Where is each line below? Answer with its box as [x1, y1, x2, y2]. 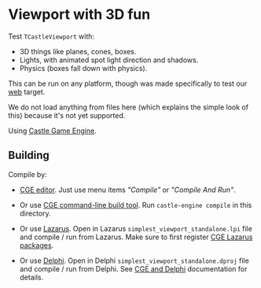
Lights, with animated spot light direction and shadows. [19, 55, 199, 65]
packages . [19, 240, 54, 249]
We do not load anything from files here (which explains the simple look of [8, 102, 249, 112]
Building [8, 149, 50, 162]
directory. [19, 209, 51, 218]
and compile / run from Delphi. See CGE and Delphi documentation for [19, 264, 248, 273]
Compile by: [8, 169, 47, 179]
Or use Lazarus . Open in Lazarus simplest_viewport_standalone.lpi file [19, 223, 253, 233]
